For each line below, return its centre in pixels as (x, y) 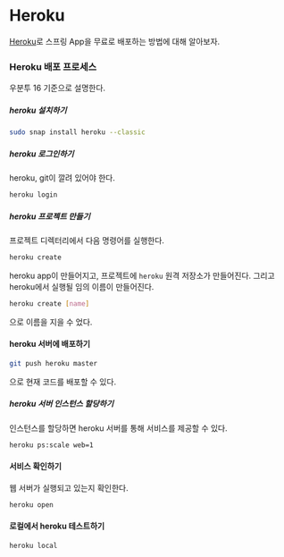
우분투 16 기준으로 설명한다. (57, 88)
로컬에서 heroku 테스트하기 (57, 526)
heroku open (31, 505)
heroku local (33, 545)
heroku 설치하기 (38, 110)
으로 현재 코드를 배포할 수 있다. (63, 382)
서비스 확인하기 (36, 467)
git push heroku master (54, 363)
